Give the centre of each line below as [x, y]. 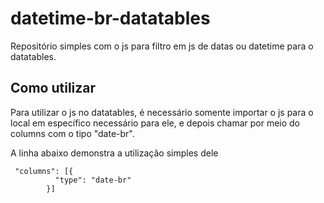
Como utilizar [53, 88]
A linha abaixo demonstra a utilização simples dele [114, 153]
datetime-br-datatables [110, 18]
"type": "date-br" [93, 180]
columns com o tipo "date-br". [72, 133]
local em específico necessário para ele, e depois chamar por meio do [155, 123]
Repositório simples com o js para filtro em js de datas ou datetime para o [162, 46]
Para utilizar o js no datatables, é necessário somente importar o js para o [162, 112]
